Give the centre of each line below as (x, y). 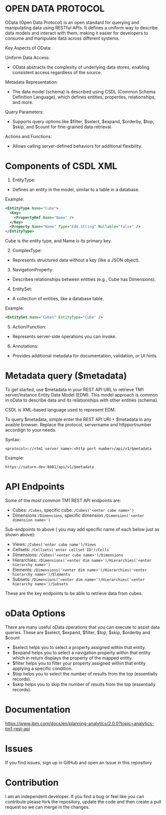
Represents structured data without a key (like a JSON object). (76, 260)
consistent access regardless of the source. (57, 72)
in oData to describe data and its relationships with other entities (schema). (82, 400)
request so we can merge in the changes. (48, 807)
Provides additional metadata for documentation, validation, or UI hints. (85, 356)
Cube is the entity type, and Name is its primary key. (58, 241)
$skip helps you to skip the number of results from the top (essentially (84, 684)
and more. (23, 102)
